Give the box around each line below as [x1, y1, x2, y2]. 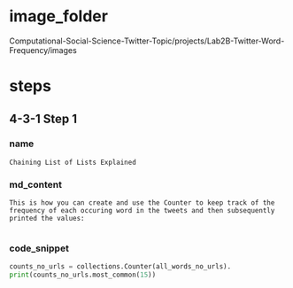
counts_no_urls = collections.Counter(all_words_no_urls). [9, 262, 232, 271]
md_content [9, 178, 62, 191]
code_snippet [9, 242, 69, 254]
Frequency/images [9, 44, 77, 55]
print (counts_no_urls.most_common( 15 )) [9, 270, 157, 280]
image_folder [9, 6, 109, 27]
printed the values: [9, 214, 86, 223]
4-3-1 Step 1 [9, 111, 78, 126]
